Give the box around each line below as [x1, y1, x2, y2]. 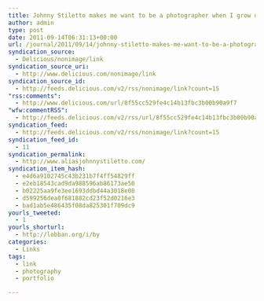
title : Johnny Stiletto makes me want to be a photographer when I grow [8, 11, 251, 20]
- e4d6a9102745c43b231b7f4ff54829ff [15, 172, 135, 181]
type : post [8, 26, 44, 34]
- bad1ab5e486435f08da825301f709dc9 [15, 201, 135, 209]
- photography [15, 267, 61, 275]
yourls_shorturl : [8, 223, 65, 232]
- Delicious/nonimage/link [15, 56, 104, 64]
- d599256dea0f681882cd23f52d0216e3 [15, 194, 135, 202]
